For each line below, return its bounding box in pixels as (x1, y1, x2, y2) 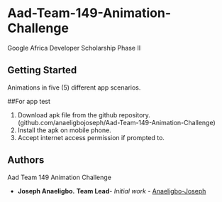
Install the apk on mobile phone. (17, 126, 111, 134)
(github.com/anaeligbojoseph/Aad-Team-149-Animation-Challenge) (17, 118, 216, 127)
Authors (7, 154, 45, 166)
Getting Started (7, 64, 77, 76)
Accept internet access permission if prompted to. (17, 133, 165, 142)
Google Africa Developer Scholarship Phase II (7, 43, 141, 52)
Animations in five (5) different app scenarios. (7, 83, 141, 92)
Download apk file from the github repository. (17, 110, 151, 119)
